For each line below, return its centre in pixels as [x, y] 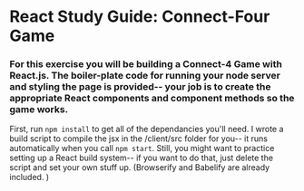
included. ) [29, 177]
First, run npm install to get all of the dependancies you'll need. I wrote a [147, 129]
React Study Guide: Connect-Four [140, 17]
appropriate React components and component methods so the [152, 99]
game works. [39, 110]
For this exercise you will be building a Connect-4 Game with [146, 64]
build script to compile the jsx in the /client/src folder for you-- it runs [138, 138]
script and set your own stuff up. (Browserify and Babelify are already [140, 167]
